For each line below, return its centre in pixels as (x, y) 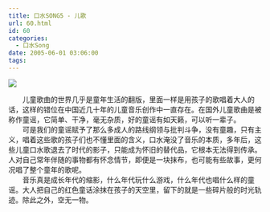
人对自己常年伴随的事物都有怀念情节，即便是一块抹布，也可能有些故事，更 (131, 159)
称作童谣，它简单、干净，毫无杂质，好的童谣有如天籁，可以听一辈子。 (125, 119)
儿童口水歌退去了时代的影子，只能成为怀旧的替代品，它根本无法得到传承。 (138, 149)
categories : (28, 38)
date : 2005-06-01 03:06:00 (53, 53)
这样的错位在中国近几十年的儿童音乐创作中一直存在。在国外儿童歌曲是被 (142, 109)
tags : (17, 61)
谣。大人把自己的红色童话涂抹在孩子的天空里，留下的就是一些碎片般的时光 (131, 190)
